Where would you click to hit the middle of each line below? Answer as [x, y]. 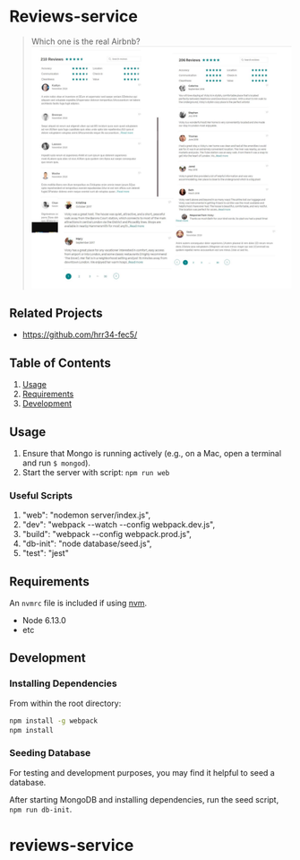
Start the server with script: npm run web [96, 472]
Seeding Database [50, 753]
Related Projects [56, 313]
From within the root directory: [65, 703]
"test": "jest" [45, 553]
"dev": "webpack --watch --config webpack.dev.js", [119, 525]
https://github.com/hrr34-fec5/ [80, 334]
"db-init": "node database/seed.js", [87, 543]
